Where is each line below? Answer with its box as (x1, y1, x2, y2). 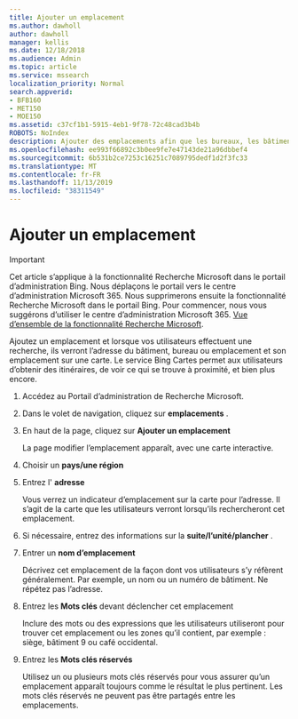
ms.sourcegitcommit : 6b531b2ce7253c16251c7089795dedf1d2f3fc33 (9, 153, 248, 163)
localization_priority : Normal (9, 79, 125, 88)
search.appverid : (9, 87, 74, 96)
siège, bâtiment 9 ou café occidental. (21, 636, 159, 647)
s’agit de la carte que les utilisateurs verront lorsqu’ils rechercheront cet (21, 503, 286, 514)
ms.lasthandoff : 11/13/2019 (9, 179, 114, 188)
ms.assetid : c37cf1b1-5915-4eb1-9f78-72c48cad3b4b (9, 121, 200, 130)
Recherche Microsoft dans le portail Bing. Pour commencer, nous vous (9, 300, 268, 310)
